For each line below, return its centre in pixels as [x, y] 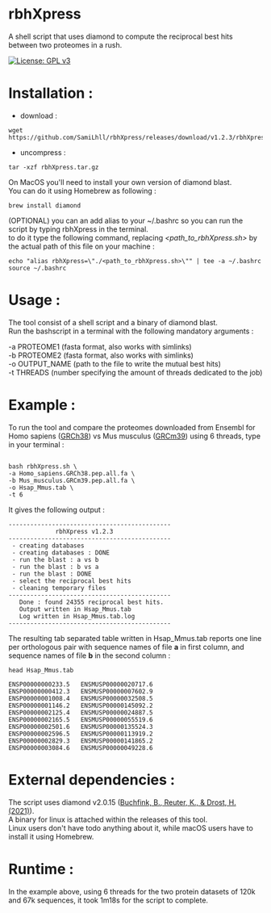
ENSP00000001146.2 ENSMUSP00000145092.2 [81, 706]
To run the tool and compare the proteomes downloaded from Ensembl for [132, 427]
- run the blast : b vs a [55, 567]
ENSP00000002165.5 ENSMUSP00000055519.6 [81, 719]
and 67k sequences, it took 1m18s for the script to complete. [108, 900]
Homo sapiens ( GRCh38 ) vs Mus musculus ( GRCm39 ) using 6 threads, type [134, 436]
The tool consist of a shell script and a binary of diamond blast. [113, 322]
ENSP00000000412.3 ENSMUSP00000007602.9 [81, 691]
